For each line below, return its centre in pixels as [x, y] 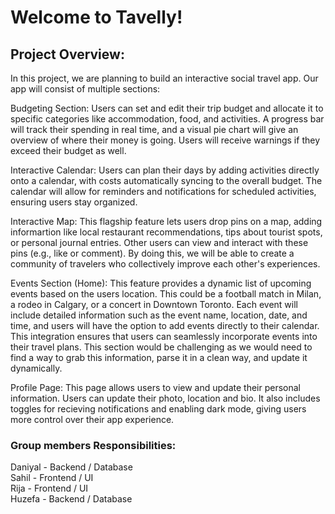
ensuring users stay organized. [74, 202]
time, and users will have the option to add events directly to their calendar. [165, 325]
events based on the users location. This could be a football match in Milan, [166, 294]
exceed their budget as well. [68, 150]
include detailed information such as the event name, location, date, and [159, 315]
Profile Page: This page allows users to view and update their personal [155, 387]
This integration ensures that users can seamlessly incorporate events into [164, 336]
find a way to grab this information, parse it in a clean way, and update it [159, 357]
